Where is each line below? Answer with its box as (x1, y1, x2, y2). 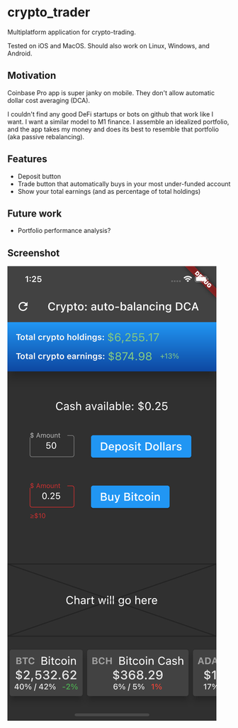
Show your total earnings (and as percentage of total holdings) (17, 187, 201, 195)
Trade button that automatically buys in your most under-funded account (17, 179, 231, 188)
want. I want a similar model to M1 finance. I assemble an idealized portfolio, (7, 117, 229, 126)
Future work (7, 207, 62, 219)
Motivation (7, 70, 57, 82)
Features (7, 153, 47, 165)
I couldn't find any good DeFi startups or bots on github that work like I (7, 109, 214, 118)
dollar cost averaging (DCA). (7, 96, 91, 104)
